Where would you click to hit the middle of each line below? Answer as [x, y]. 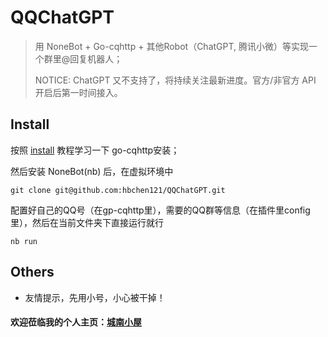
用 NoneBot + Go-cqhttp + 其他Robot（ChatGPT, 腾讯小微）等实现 [171, 46]
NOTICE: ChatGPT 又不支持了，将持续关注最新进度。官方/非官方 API [175, 80]
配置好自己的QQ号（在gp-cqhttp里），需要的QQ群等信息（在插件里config [160, 210]
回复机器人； [96, 58]
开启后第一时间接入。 [78, 92]
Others [32, 272]
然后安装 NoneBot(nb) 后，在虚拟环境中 [92, 171]
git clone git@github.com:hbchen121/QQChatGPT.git [118, 190]
